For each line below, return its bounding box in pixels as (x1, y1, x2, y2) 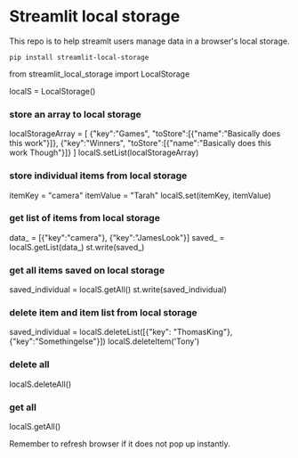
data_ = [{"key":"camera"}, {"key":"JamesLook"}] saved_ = (9, 232, 225, 242)
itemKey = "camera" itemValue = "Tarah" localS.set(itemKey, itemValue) (9, 190, 271, 200)
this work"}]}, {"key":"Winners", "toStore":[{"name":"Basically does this (9, 138, 271, 149)
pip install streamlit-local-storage (9, 53, 149, 61)
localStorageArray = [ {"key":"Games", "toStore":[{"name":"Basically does (9, 128, 281, 139)
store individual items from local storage (9, 169, 188, 182)
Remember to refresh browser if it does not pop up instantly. (9, 438, 231, 449)
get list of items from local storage (9, 212, 160, 225)
